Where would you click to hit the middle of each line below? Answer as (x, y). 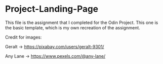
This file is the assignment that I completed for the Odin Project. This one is (81, 22)
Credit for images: (23, 37)
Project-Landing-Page (52, 9)
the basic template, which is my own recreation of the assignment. (73, 27)
